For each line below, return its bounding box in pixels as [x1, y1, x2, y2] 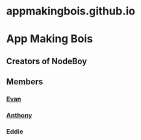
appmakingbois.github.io [6, 4, 136, 18]
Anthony [6, 111, 33, 119]
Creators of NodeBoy [6, 56, 87, 66]
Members [6, 77, 43, 87]
